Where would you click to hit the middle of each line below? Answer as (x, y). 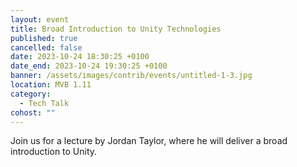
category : (31, 94)
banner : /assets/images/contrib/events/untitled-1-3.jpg (131, 76)
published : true (44, 38)
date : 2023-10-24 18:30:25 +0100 (80, 57)
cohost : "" (33, 112)
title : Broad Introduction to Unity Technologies (116, 29)
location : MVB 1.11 (51, 85)
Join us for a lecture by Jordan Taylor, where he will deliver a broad (149, 141)
